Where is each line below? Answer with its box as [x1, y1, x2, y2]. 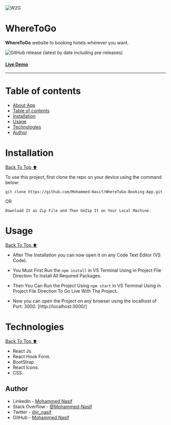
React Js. [12, 348, 33, 354]
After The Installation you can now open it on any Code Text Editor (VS [12, 252, 161, 258]
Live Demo [5, 61, 28, 67]
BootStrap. [12, 359, 36, 365]
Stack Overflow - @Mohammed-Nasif [12, 404, 93, 410]
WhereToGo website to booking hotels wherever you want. [5, 39, 129, 45]
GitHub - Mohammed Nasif [12, 414, 70, 420]
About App [12, 102, 36, 108]
